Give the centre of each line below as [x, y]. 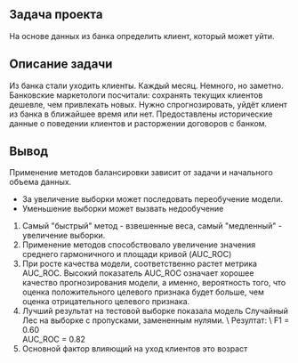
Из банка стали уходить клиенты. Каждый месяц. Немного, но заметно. [146, 85]
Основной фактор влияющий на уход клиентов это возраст [135, 349]
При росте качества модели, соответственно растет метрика [140, 264]
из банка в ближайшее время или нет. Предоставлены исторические [141, 114]
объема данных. [40, 182]
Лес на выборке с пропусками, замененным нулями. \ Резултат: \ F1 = [156, 320]
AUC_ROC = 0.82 [54, 339]
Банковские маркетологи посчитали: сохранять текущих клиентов [136, 95]
